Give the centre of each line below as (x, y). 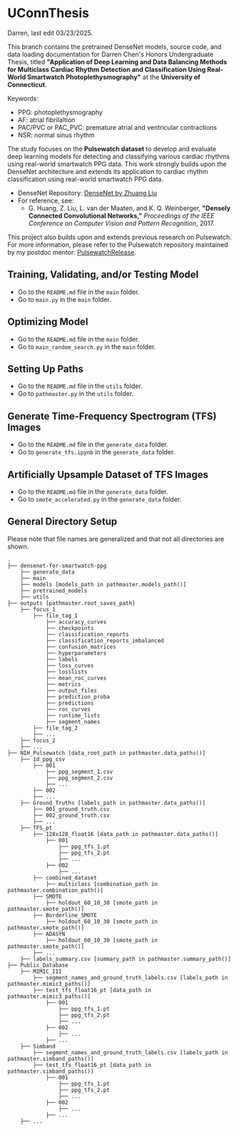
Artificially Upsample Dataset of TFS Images (108, 475)
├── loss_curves (70, 666)
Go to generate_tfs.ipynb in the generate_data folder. (96, 452)
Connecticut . (27, 84)
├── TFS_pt (36, 828)
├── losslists (66, 672)
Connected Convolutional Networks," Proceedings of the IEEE (121, 215)
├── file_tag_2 (56, 728)
